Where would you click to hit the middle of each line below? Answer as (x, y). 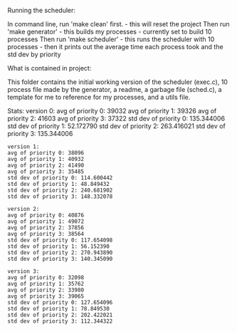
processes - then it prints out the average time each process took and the (115, 47)
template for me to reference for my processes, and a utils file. (99, 97)
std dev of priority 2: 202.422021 (60, 315)
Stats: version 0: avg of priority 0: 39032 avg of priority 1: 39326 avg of (112, 111)
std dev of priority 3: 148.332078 (60, 197)
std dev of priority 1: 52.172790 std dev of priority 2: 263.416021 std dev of (116, 126)
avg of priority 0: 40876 (46, 215)
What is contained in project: (49, 68)
